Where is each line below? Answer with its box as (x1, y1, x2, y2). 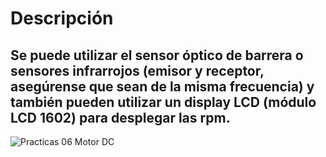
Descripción (10, 7, 114, 30)
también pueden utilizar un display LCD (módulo (10, 93, 317, 111)
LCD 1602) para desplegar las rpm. (10, 109, 231, 126)
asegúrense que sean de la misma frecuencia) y (10, 78, 315, 95)
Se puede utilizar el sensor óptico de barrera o (10, 47, 304, 64)
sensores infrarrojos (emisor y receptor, (10, 62, 265, 79)
